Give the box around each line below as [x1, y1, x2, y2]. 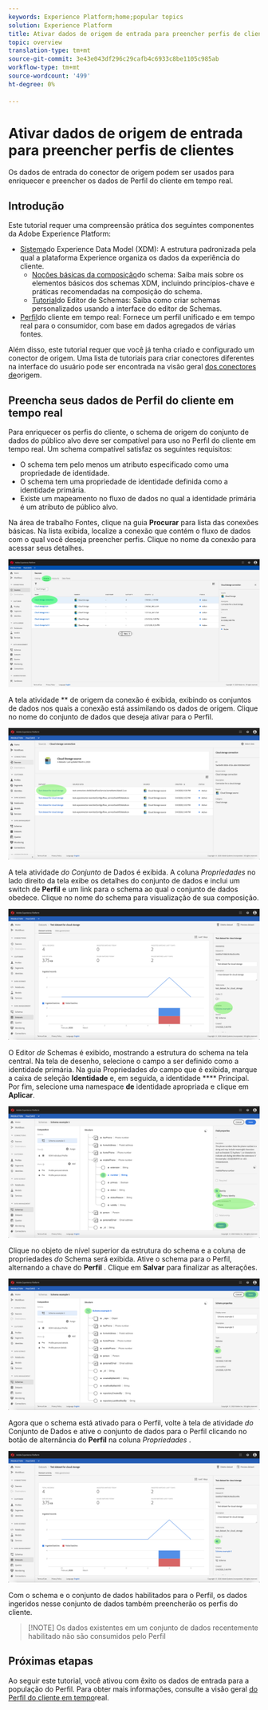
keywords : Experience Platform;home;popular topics [8, 13, 183, 21]
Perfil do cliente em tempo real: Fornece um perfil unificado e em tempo [19, 313, 255, 322]
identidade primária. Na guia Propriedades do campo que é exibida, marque [8, 1065, 258, 1074]
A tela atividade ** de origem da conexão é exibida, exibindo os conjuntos [8, 695, 252, 704]
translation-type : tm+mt [8, 46, 91, 55]
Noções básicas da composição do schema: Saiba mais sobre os [31, 270, 244, 280]
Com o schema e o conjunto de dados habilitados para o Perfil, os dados [8, 1590, 247, 1600]
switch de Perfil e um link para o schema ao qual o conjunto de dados [8, 884, 238, 894]
